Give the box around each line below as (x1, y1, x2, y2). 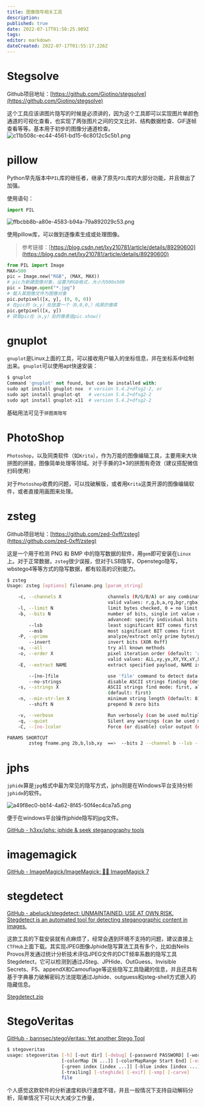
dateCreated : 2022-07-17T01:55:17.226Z (7, 43, 108, 49)
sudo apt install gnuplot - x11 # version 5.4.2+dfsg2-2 (7, 397, 151, 403)
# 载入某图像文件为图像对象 (7, 290, 68, 297)
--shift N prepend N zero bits (29, 701, 160, 708)
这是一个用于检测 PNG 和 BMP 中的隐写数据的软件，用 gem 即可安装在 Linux (7, 550, 191, 557)
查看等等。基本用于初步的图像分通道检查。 (7, 124, 114, 132)
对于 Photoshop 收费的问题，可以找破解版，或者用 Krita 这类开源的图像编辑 (7, 480, 189, 487)
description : (7, 15, 40, 21)
